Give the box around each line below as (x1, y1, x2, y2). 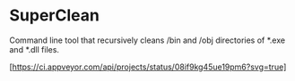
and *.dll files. (9, 44, 60, 54)
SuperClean (9, 5, 100, 26)
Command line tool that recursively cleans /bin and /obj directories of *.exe (9, 35, 285, 45)
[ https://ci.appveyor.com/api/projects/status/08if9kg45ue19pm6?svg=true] (9, 61, 287, 72)
